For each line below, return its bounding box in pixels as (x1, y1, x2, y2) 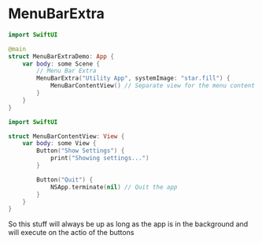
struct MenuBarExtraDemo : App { (8, 52, 114, 60)
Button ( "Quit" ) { (36, 175, 93, 184)
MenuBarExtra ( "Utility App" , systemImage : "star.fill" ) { (36, 74, 231, 83)
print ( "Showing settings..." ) (50, 155, 149, 163)
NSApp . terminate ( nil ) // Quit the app (50, 183, 178, 191)
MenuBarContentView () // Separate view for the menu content (50, 82, 256, 90)
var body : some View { (22, 140, 97, 148)
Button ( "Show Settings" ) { (36, 147, 125, 155)
